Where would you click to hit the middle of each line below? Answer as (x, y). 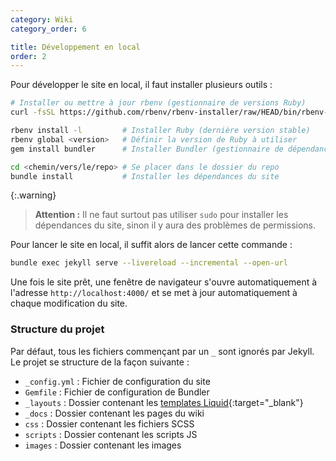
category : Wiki (42, 19)
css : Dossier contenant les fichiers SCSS (109, 423)
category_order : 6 (48, 29)
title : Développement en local (75, 47)
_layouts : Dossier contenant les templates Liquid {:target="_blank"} (164, 402)
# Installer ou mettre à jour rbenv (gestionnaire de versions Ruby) (158, 103)
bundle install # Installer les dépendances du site (145, 176)
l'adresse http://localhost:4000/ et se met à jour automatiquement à (154, 293)
